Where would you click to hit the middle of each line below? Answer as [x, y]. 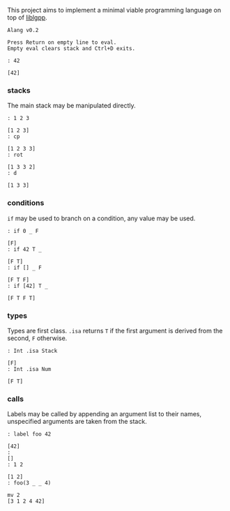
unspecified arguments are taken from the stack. [77, 422]
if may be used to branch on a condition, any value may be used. [101, 218]
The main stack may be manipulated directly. [71, 106]
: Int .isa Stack [32, 351]
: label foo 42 [29, 434]
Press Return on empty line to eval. [62, 43]
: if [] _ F [24, 268]
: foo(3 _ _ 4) [29, 483]
